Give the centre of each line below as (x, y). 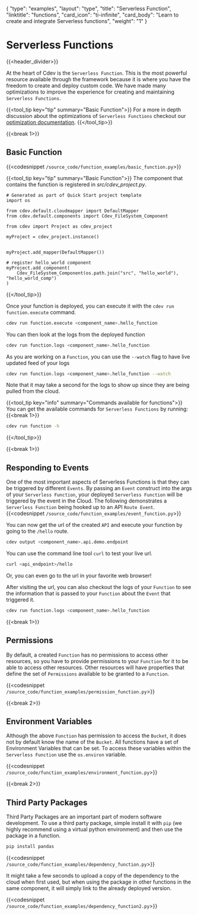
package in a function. (33, 836)
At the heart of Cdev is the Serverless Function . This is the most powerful (97, 73)
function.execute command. (41, 312)
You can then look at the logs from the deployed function (76, 334)
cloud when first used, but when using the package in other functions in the (99, 882)
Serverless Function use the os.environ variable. (66, 754)
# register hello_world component (49, 263)
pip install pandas (30, 847)
